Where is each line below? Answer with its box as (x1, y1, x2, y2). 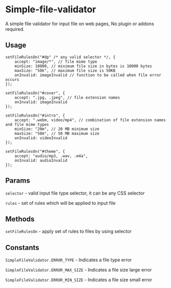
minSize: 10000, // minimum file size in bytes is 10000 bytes (14, 63, 153, 69)
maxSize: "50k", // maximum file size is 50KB (14, 68, 116, 73)
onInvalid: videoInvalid (14, 135, 68, 141)
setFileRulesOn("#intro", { (5, 113, 66, 118)
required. (5, 26, 25, 32)
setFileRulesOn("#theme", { (5, 149, 66, 154)
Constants (5, 243, 39, 252)
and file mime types (5, 122, 50, 127)
